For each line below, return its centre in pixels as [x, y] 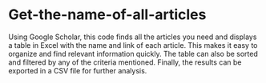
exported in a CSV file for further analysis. [78, 70]
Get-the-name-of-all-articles [107, 15]
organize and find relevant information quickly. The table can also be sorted [133, 53]
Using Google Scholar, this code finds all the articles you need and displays [133, 37]
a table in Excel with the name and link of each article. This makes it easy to [133, 45]
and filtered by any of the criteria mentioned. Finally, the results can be [125, 62]
